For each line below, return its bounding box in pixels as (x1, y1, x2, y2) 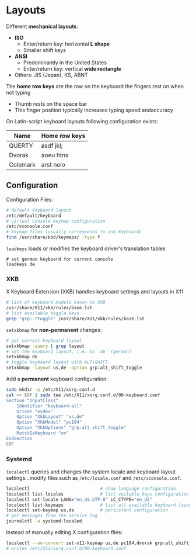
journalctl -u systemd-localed (6, 518, 82, 524)
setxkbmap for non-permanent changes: (6, 326, 102, 333)
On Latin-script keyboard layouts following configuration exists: (6, 117, 159, 124)
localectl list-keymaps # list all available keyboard (6, 502, 176, 508)
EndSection (6, 435, 33, 441)
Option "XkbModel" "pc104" (16, 419, 82, 425)
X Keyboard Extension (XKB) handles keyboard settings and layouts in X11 (6, 288, 184, 295)
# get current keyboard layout (6, 337, 82, 344)
